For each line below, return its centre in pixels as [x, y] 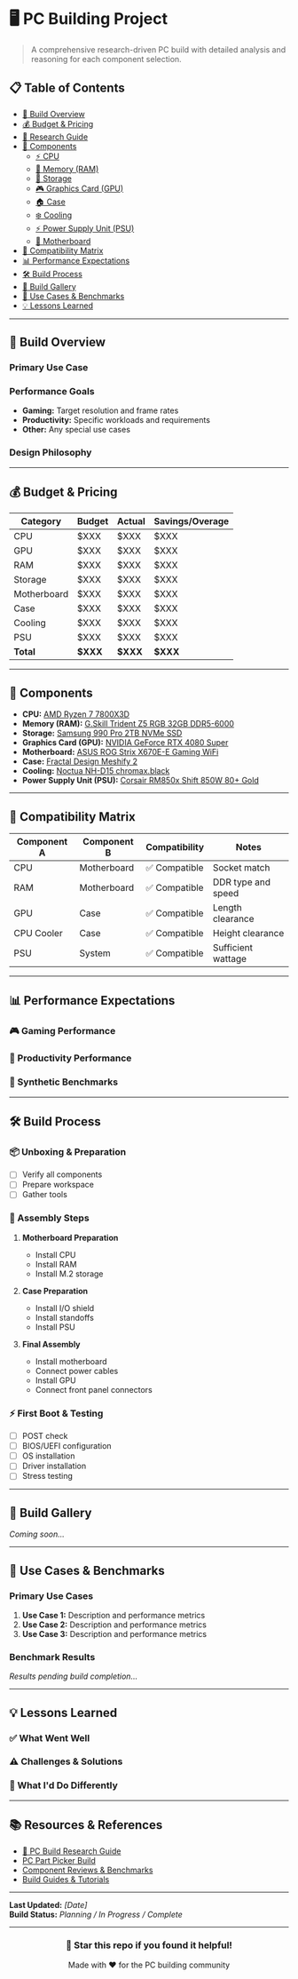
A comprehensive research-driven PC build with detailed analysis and [158, 49]
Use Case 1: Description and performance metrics [114, 1615]
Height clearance [248, 934]
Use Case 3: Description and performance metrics [114, 1633]
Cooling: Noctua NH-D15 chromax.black [96, 771]
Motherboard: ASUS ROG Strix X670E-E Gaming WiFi [120, 752]
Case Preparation [55, 1291]
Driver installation [54, 1466]
